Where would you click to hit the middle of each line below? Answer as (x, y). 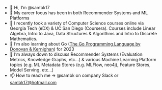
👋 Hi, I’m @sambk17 (30, 8)
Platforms (19, 18)
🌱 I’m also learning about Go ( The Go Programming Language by (75, 44)
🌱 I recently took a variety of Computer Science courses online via (77, 23)
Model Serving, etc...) (32, 70)
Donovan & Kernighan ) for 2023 (42, 49)
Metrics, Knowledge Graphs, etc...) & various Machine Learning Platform (83, 59)
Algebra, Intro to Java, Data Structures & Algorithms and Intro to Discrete (83, 34)
